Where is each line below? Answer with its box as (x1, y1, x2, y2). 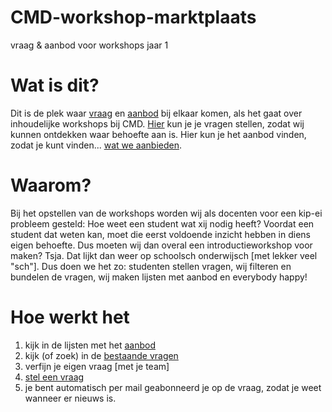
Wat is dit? (10, 74, 100, 97)
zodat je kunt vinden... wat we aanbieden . (10, 139, 182, 151)
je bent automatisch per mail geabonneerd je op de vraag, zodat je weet (24, 381, 322, 393)
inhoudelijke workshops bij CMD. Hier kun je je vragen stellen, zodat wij (10, 117, 305, 130)
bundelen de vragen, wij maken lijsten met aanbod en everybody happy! (10, 271, 308, 283)
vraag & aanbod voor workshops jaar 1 (10, 39, 169, 51)
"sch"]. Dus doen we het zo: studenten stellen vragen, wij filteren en (10, 260, 292, 272)
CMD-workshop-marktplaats (10, 6, 257, 29)
